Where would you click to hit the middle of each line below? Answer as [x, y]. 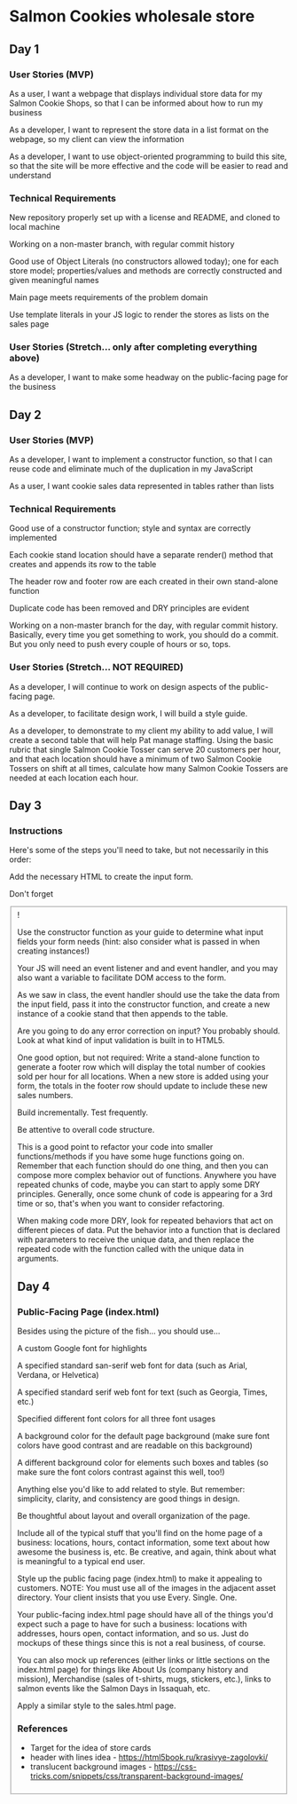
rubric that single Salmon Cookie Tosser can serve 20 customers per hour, [145, 749]
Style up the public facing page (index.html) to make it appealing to [140, 1578]
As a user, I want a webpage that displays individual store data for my [136, 93]
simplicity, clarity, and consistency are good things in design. [129, 1499]
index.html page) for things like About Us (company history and [133, 1670]
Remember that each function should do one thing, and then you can [143, 1166]
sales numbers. [45, 1096]
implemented [33, 538]
